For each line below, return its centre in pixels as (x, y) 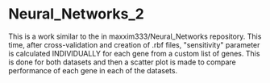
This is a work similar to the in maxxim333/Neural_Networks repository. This (135, 36)
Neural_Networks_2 (77, 14)
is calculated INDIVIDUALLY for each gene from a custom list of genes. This (134, 53)
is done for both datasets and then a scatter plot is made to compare (122, 62)
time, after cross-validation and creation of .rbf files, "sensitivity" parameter (134, 44)
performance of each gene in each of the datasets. (93, 70)
